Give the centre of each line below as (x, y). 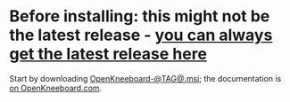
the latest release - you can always (141, 35)
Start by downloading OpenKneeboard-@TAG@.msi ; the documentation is (145, 78)
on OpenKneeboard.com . (56, 88)
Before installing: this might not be (140, 16)
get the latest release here (108, 54)
